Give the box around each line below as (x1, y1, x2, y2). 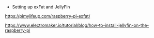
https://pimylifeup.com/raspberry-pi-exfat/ (5, 13, 91, 19)
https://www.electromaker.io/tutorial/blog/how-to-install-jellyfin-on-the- (5, 22, 149, 28)
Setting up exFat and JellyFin (12, 4, 70, 9)
